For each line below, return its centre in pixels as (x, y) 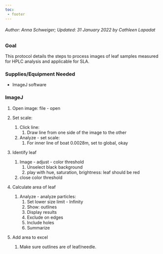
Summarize (38, 228)
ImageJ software (29, 85)
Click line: (29, 127)
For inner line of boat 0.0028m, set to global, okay (78, 143)
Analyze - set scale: (40, 137)
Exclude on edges (45, 217)
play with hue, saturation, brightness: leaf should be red (83, 172)
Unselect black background (55, 167)
